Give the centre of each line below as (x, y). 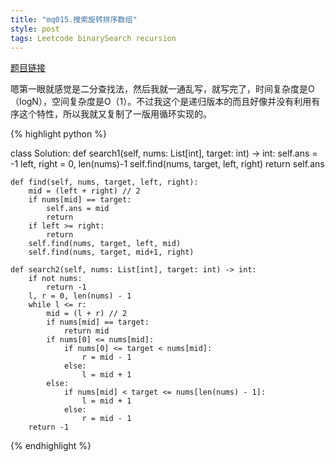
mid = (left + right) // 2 (84, 191)
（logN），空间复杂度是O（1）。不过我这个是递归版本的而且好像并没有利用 (161, 102)
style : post (35, 29)
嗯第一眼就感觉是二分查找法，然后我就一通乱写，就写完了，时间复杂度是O (162, 89)
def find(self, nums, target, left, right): (104, 182)
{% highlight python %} (58, 134)
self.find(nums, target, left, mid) (105, 244)
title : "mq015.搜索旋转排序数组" (74, 19)
